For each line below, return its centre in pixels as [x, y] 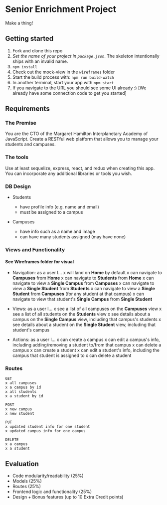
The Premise [21, 123]
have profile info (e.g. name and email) [60, 207]
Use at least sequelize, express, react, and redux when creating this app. [80, 168]
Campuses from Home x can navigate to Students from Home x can [83, 278]
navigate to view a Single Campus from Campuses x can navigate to [83, 283]
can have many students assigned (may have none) [73, 237]
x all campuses [21, 383]
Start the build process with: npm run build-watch [63, 77]
